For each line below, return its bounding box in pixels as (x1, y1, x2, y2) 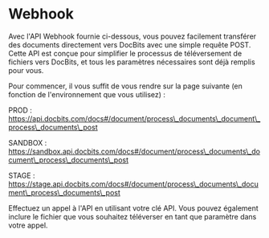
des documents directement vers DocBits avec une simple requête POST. (8, 39, 251, 49)
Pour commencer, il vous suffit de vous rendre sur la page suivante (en (8, 81, 243, 91)
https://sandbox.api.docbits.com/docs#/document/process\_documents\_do (8, 146, 261, 156)
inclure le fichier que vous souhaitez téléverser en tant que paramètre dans (8, 211, 257, 221)
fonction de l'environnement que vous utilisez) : (8, 89, 166, 99)
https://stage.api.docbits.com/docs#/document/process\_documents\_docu (8, 178, 259, 189)
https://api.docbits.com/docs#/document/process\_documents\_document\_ (8, 113, 261, 123)
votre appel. (8, 220, 48, 230)
